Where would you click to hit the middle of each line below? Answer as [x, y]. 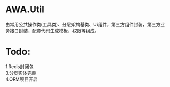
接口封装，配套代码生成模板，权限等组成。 [54, 30]
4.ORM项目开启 [21, 79]
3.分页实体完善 [21, 73]
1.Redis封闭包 [20, 66]
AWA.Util [25, 9]
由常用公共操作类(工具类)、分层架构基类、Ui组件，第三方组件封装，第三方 [83, 24]
